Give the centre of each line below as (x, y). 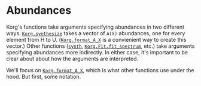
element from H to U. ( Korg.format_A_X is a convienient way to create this (96, 39)
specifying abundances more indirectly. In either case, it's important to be (97, 52)
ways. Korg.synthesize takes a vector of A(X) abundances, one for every (96, 33)
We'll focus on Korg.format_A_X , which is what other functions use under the (100, 70)
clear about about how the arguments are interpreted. (72, 59)
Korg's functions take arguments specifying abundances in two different (95, 27)
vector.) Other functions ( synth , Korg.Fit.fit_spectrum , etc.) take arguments (100, 46)
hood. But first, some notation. (44, 76)
